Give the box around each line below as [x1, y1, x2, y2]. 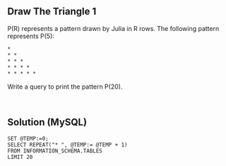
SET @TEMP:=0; [7, 135, 49, 142]
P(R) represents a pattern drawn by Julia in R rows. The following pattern [7, 24, 220, 32]
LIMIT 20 [7, 153, 33, 160]
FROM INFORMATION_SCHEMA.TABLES [7, 147, 102, 154]
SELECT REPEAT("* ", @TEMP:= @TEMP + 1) [7, 141, 129, 148]
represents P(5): [7, 32, 55, 40]
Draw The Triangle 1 [7, 6, 97, 18]
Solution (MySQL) [7, 116, 87, 129]
